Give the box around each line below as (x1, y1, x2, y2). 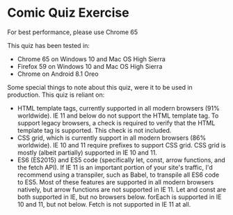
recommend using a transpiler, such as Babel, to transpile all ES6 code (17, 170, 220, 179)
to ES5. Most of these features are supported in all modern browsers (17, 177, 214, 186)
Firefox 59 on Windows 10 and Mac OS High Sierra (17, 62, 163, 70)
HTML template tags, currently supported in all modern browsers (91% (17, 104, 220, 112)
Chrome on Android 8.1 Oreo (17, 70, 99, 78)
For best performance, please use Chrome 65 (7, 28, 138, 36)
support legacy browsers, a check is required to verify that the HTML (17, 118, 216, 127)
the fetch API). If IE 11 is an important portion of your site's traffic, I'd (17, 163, 214, 171)
